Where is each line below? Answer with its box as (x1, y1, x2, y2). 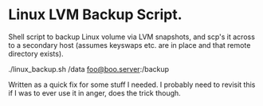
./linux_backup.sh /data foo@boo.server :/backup (8, 64, 170, 73)
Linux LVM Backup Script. (8, 6, 183, 24)
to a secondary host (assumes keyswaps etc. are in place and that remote (8, 40, 251, 49)
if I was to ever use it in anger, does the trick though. (8, 88, 181, 97)
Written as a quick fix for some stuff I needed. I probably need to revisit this (8, 80, 256, 89)
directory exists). (8, 49, 64, 58)
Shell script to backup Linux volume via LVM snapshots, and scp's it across (8, 32, 255, 41)
